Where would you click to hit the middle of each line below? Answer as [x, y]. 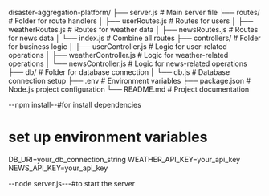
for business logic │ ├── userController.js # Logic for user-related [118, 47]
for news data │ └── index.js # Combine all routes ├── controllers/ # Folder [134, 38]
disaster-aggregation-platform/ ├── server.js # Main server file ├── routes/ [134, 12]
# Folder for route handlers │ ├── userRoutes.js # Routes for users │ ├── [131, 21]
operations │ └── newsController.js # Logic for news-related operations [128, 63]
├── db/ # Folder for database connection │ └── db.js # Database [119, 72]
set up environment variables [108, 137]
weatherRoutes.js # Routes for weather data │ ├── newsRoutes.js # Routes [133, 29]
